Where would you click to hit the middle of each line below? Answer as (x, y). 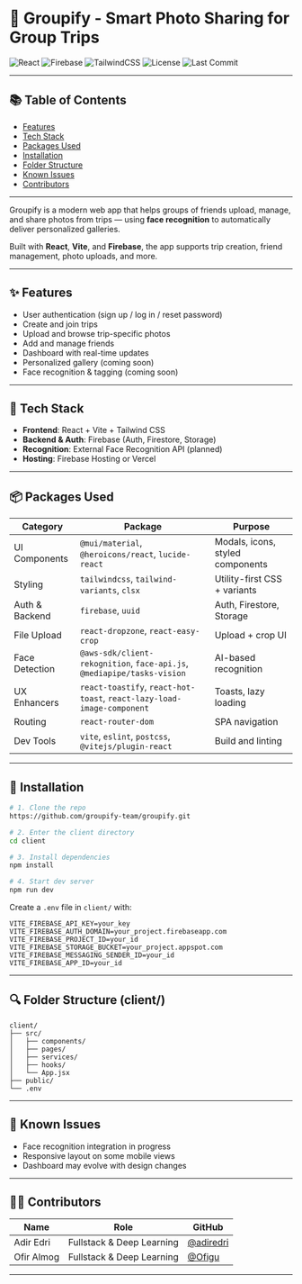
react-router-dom (117, 722)
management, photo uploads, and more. (84, 256)
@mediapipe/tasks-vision (133, 674)
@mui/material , (111, 543)
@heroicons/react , (118, 555)
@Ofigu (204, 1257)
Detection (35, 669)
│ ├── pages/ (38, 1049)
